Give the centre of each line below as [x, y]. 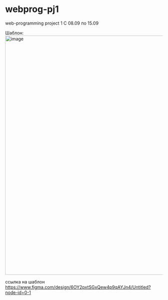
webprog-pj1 [32, 9]
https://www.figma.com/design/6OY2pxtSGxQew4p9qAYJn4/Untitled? [78, 287]
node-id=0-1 [18, 292]
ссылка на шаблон [25, 281]
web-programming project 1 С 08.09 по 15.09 [52, 23]
